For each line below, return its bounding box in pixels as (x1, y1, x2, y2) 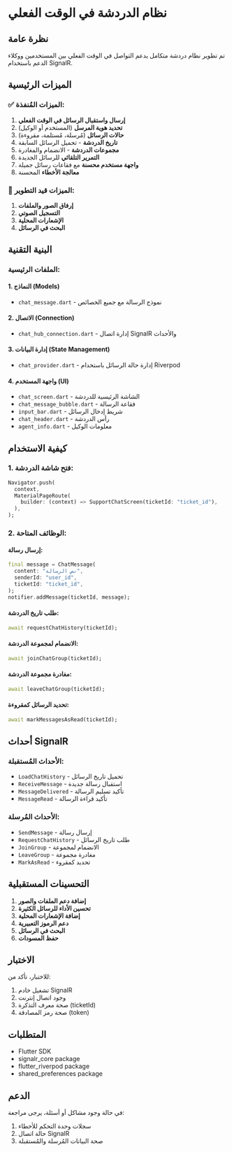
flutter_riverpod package (17, 1062, 90, 1071)
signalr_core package (17, 1055, 80, 1063)
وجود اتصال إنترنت (17, 993, 66, 1002)
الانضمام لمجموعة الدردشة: (8, 639, 79, 648)
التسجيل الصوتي (17, 208, 60, 217)
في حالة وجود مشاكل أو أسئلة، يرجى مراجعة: (8, 1108, 125, 1116)
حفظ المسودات (17, 934, 59, 942)
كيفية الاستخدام (8, 442, 67, 454)
